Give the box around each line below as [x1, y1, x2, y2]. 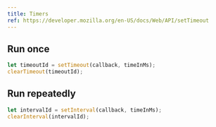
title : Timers [7, 10, 49, 18]
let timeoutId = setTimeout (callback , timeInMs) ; [7, 61, 156, 69]
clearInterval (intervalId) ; [7, 113, 90, 120]
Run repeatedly [7, 87, 76, 99]
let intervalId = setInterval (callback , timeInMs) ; [7, 107, 162, 114]
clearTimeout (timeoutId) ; [7, 68, 83, 75]
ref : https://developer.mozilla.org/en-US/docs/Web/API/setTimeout [7, 17, 210, 24]
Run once [7, 43, 50, 55]
